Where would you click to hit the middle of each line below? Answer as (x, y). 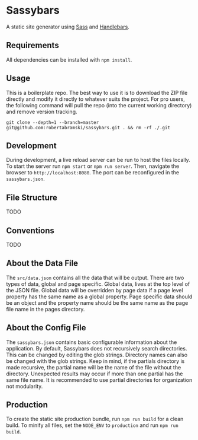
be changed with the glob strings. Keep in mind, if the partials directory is (95, 361)
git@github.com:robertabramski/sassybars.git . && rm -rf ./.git (88, 127)
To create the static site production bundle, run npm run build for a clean (95, 419)
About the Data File (42, 264)
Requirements (33, 45)
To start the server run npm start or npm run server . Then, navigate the (93, 166)
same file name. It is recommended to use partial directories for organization (99, 380)
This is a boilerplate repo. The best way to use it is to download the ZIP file (97, 93)
